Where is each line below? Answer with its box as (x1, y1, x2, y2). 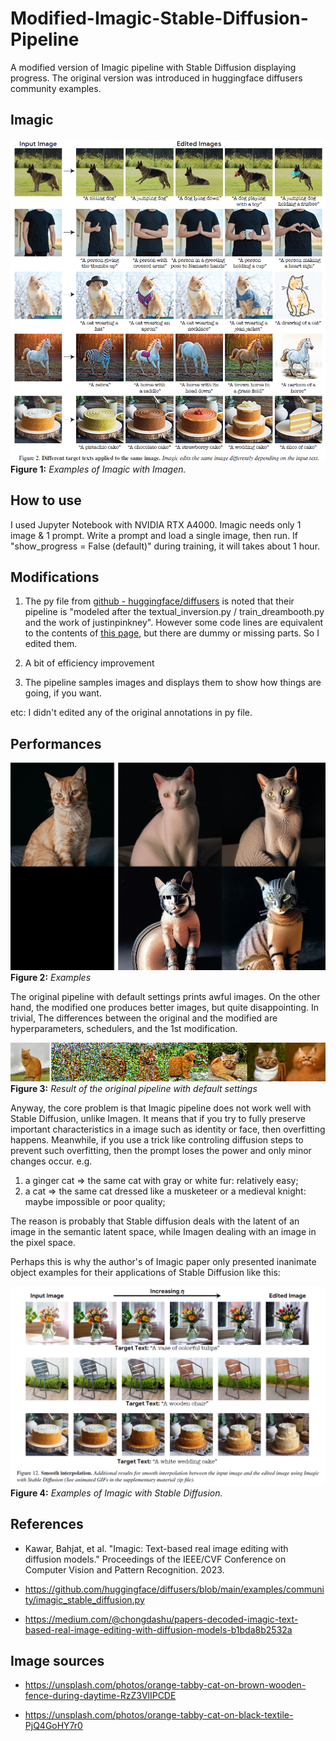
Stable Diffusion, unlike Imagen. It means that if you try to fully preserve (10, 1113, 307, 1125)
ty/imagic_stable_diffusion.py (24, 1593, 145, 1606)
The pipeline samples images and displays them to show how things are (24, 677, 322, 689)
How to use (10, 492, 82, 509)
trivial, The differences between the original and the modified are (10, 1012, 278, 1024)
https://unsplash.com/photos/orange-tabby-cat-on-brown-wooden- (24, 1679, 307, 1691)
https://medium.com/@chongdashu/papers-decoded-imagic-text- (24, 1613, 299, 1625)
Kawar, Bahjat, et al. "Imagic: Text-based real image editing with (24, 1542, 289, 1554)
